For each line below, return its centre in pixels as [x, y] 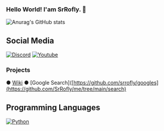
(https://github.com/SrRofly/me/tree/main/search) [66, 89]
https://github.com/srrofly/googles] [116, 83]
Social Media [30, 41]
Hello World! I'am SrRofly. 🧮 [46, 9]
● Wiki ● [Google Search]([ [40, 83]
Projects [18, 70]
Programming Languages [53, 107]
